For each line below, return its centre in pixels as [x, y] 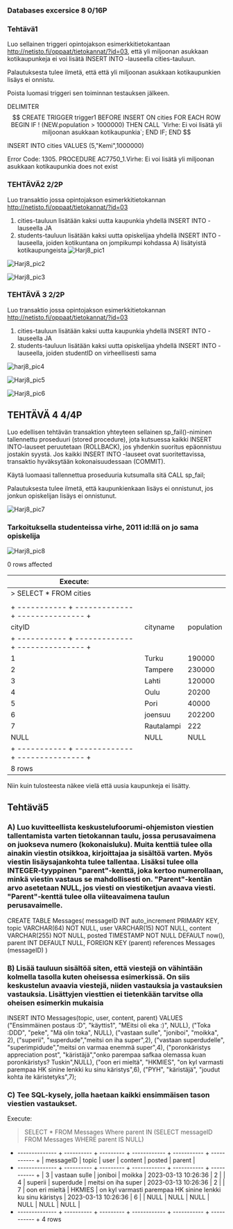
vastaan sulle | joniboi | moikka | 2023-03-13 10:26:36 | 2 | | [140, 1175]
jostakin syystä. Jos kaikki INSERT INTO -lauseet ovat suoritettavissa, [106, 454]
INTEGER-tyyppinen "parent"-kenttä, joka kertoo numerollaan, [115, 871]
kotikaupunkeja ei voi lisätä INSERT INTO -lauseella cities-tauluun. [102, 59]
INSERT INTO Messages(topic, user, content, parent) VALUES [95, 1018]
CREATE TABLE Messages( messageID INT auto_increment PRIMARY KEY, [113, 920]
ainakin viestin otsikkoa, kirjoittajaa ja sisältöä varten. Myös [110, 853]
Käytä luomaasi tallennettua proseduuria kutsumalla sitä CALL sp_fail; [106, 475]
